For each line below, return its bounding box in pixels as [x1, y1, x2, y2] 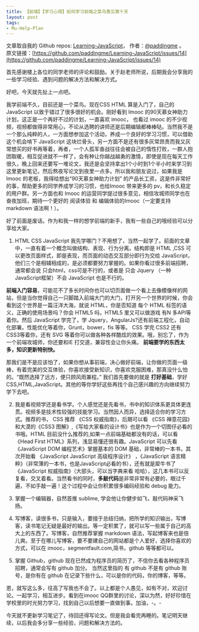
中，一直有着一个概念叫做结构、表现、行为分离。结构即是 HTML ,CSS [14, 245, 185, 252]
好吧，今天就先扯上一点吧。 [6, 88, 74, 95]
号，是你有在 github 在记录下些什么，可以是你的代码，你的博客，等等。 [14, 572, 190, 579]
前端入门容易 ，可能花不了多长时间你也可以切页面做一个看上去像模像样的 [6, 287, 182, 294]
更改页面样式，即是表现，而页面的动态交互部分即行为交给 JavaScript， [20, 252, 193, 259]
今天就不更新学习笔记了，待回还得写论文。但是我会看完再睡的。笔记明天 [6, 612, 182, 619]
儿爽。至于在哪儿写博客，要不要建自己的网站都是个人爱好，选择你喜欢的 [14, 537, 191, 544]
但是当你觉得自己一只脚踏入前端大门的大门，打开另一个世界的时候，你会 [16, 294, 193, 301]
